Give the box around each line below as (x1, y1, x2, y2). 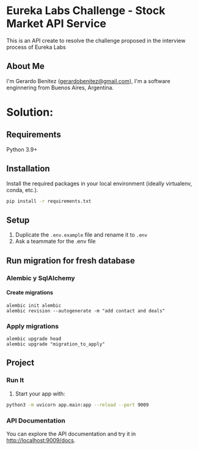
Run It (6, 376, 24, 385)
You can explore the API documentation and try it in (6, 430, 136, 437)
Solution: (6, 105, 54, 119)
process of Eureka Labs (6, 43, 66, 51)
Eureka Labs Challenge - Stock (6, 4, 166, 18)
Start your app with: (15, 389, 65, 397)
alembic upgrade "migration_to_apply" (6, 341, 105, 347)
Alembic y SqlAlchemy (6, 273, 75, 282)
